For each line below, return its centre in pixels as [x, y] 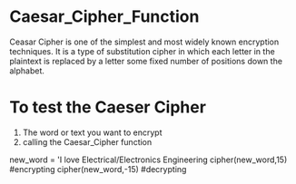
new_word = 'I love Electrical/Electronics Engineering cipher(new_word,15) [148, 160]
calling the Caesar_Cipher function [87, 141]
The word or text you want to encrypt [92, 132]
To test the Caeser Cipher [108, 107]
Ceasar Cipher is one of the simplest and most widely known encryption [144, 42]
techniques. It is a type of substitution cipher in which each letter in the [142, 51]
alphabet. [27, 71]
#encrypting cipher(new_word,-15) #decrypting [98, 169]
